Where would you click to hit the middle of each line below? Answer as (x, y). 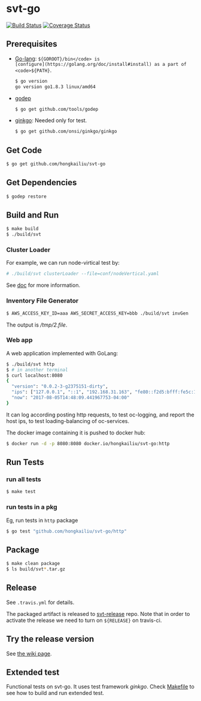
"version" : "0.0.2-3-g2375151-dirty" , (60, 386)
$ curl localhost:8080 (34, 375)
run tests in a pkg (32, 507)
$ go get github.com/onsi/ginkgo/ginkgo (66, 132)
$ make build (22, 229)
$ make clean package (33, 564)
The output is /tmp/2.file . (37, 325)
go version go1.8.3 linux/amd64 (55, 87)
